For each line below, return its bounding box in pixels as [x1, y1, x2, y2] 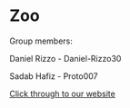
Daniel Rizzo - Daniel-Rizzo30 [9, 53, 122, 64]
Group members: [9, 35, 73, 46]
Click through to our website [9, 88, 115, 99]
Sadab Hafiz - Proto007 [9, 70, 98, 82]
